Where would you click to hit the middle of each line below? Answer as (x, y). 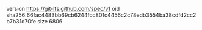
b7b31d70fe (21, 21)
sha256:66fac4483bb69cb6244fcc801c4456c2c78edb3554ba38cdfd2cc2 (101, 15)
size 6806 (50, 21)
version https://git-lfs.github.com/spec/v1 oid (63, 9)
